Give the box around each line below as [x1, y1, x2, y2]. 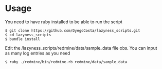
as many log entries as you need [5, 50, 71, 56]
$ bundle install [5, 37, 40, 41]
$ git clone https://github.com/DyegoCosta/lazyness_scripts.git [5, 28, 140, 33]
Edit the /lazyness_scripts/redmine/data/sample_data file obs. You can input [5, 45, 157, 51]
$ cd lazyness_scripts [5, 32, 51, 37]
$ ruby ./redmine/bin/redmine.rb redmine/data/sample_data [5, 59, 127, 64]
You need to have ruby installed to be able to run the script [5, 19, 123, 25]
